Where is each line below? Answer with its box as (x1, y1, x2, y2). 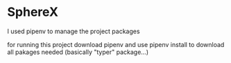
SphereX (7, 4, 59, 20)
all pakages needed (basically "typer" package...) (7, 48, 149, 56)
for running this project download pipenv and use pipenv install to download (7, 40, 225, 48)
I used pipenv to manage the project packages (7, 27, 140, 35)
